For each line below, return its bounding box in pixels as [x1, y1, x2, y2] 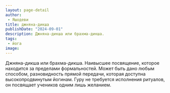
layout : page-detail [5, 7, 50, 13]
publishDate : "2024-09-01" [5, 27, 63, 32]
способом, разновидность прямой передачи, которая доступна [5, 70, 146, 77]
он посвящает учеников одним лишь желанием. [5, 82, 111, 88]
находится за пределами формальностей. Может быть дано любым [5, 65, 155, 71]
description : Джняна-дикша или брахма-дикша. [5, 31, 104, 36]
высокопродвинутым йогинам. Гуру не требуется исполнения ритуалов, [5, 76, 165, 82]
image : [5, 46, 20, 51]
